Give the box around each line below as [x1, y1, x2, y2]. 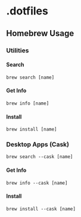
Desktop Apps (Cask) [6, 140, 70, 148]
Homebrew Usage [6, 28, 74, 38]
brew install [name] [6, 126, 58, 133]
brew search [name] [6, 74, 55, 81]
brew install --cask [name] [6, 206, 76, 212]
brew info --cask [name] [6, 180, 68, 186]
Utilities [6, 46, 29, 55]
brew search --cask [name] [6, 154, 73, 160]
